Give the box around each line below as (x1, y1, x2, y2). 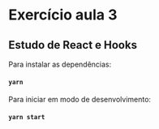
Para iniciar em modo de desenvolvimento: (8, 95, 152, 105)
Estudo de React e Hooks (8, 38, 138, 52)
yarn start (8, 113, 45, 121)
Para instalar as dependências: (8, 59, 112, 69)
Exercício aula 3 (8, 6, 118, 24)
